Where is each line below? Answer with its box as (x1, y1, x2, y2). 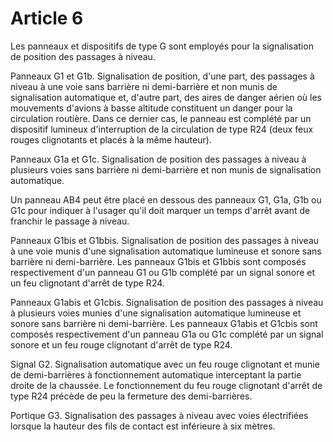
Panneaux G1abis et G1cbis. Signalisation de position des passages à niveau (10, 296, 324, 308)
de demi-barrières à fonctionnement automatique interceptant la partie (10, 368, 302, 381)
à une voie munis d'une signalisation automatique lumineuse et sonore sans (10, 245, 322, 257)
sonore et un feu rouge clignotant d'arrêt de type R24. (10, 338, 233, 351)
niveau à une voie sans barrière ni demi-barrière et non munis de (10, 80, 278, 92)
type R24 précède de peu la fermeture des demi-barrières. (10, 390, 253, 402)
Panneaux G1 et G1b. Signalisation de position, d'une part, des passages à (10, 70, 315, 82)
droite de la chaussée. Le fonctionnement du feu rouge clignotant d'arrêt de (10, 379, 323, 391)
